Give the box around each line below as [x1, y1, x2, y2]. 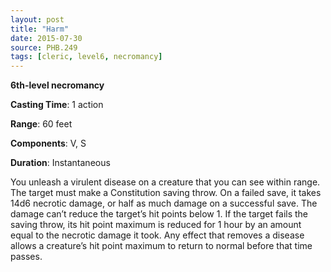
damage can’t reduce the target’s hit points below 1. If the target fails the [10, 208, 309, 220]
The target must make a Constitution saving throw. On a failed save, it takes [10, 187, 322, 199]
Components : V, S [10, 137, 87, 150]
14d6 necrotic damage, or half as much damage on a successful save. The [10, 197, 318, 210]
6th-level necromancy [10, 79, 105, 91]
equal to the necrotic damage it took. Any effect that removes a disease [10, 229, 305, 241]
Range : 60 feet [10, 118, 73, 130]
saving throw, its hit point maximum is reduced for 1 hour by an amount [10, 219, 302, 231]
